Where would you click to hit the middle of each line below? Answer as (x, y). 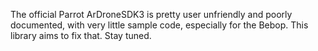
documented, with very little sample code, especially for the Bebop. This (159, 25)
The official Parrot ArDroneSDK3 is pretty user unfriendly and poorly (151, 14)
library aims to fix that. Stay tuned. (81, 35)
